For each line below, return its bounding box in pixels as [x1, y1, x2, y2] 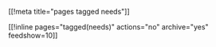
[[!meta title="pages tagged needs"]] [8, 7, 130, 16]
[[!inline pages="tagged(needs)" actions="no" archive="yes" [8, 22, 209, 31]
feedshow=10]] [8, 31, 58, 40]
